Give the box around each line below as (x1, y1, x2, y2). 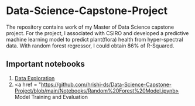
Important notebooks (6, 59, 85, 69)
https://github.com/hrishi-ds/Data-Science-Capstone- (40, 81, 172, 88)
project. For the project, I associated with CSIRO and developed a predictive (6, 29, 189, 36)
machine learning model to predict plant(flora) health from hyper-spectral (6, 36, 183, 43)
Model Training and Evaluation (14, 93, 88, 100)
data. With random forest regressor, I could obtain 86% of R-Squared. (6, 42, 175, 49)
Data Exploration (14, 74, 55, 81)
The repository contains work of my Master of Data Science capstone (6, 23, 175, 30)
